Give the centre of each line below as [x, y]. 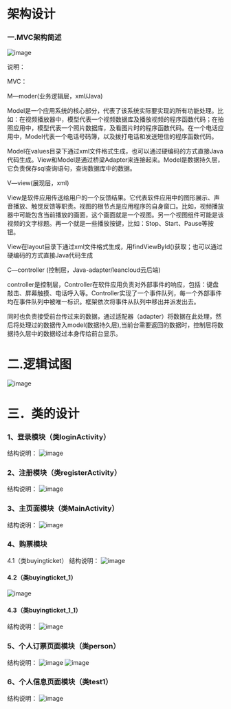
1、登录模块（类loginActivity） [59, 436]
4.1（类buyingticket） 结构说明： [53, 560]
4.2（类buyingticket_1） [42, 578]
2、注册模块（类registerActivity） [64, 472]
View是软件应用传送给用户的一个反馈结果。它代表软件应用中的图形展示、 [111, 198]
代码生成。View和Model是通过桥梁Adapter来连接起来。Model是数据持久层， [115, 160]
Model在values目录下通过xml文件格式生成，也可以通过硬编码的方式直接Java [115, 151]
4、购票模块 [27, 544]
